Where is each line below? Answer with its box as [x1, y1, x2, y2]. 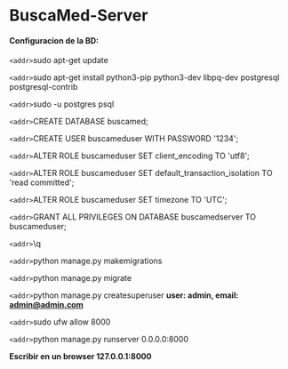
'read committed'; [9, 177, 75, 188]
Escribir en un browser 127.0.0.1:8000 [9, 351, 152, 362]
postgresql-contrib [9, 82, 78, 92]
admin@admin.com [9, 300, 84, 310]
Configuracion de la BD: [9, 35, 100, 45]
